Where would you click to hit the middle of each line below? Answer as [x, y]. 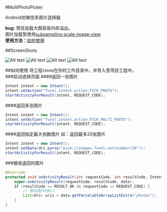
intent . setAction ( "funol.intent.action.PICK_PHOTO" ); [62, 91]
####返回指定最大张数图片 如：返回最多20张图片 [55, 134]
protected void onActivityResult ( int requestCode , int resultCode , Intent [84, 177]
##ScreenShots [21, 50]
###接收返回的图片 [25, 163]
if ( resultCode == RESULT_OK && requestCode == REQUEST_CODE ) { [82, 186]
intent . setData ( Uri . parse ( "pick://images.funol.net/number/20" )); [75, 148]
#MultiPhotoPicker [24, 7]
